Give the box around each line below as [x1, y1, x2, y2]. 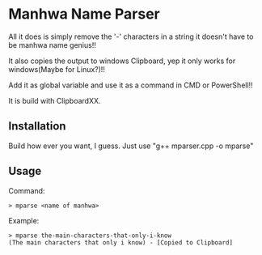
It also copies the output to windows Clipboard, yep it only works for [8, 56, 236, 66]
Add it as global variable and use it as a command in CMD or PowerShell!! [8, 80, 253, 90]
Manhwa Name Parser [8, 5, 160, 23]
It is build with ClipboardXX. [8, 96, 101, 105]
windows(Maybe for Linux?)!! [8, 64, 105, 74]
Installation [8, 119, 66, 134]
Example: [8, 215, 40, 225]
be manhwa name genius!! [8, 40, 97, 49]
